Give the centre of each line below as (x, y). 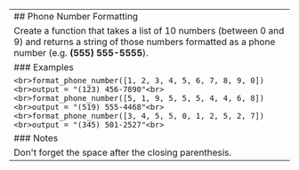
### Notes (36, 138)
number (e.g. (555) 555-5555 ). (81, 53)
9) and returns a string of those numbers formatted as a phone (145, 42)
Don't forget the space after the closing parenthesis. (123, 152)
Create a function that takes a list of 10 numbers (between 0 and (149, 31)
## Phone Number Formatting (76, 16)
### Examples (44, 67)
